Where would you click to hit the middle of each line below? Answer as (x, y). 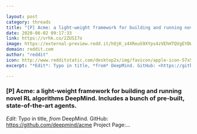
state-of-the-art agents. (42, 106)
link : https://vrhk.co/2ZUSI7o (44, 39)
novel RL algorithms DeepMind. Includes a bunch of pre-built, (95, 98)
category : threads (28, 22)
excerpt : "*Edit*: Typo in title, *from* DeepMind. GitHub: (81, 66)
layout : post (22, 16)
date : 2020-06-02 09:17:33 (39, 33)
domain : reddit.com (30, 49)
